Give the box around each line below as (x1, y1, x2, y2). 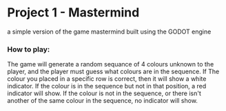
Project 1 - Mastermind (7, 5, 140, 21)
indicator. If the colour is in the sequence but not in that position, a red (7, 82, 207, 90)
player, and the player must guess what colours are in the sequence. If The (7, 67, 220, 76)
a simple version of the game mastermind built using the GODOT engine (7, 27, 212, 36)
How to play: (7, 45, 50, 54)
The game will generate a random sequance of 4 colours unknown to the (7, 60, 214, 69)
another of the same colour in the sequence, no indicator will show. (7, 97, 198, 105)
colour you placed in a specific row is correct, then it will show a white (7, 75, 207, 83)
